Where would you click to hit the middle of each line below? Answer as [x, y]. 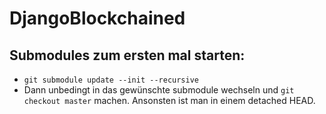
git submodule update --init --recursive [111, 80]
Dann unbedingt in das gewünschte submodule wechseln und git [159, 90]
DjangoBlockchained [97, 18]
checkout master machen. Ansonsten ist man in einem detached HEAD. [169, 100]
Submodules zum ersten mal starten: [127, 55]
